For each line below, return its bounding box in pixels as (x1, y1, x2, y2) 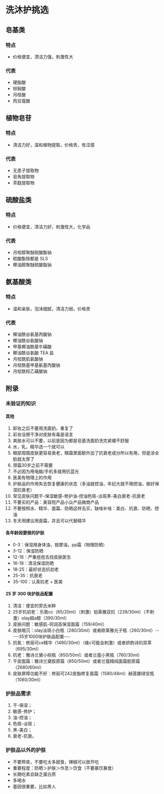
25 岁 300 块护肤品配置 (5, 591, 53, 597)
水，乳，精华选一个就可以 (12, 444, 65, 449)
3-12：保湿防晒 (12, 548, 44, 553)
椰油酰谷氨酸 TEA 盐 (12, 350, 54, 356)
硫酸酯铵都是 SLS (12, 256, 48, 262)
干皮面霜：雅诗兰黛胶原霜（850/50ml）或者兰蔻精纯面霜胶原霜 (12, 658, 140, 664)
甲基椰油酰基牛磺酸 (12, 344, 52, 350)
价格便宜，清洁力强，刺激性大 (12, 54, 73, 60)
